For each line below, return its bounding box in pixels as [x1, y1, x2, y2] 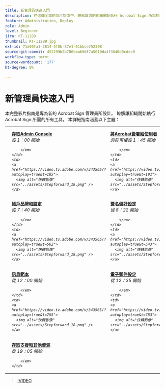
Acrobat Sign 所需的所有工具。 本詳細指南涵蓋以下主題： [5, 117, 120, 123]
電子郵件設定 [110, 271, 137, 277]
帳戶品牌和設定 [11, 201, 42, 207]
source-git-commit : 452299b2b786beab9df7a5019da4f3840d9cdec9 [5, 49, 135, 54]
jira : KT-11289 [5, 34, 36, 39]
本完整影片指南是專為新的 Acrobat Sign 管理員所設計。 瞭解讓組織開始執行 [5, 110, 156, 116]
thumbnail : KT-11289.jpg [5, 39, 56, 44]
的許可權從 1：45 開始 [110, 137, 156, 143]
